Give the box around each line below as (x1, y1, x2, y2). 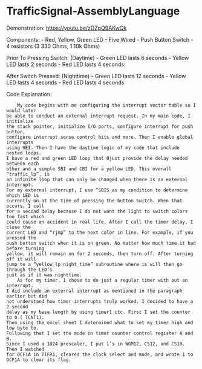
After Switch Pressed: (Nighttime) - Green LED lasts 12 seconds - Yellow (6, 72, 186, 79)
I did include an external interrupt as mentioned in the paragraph (6, 288, 183, 294)
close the (6, 224, 31, 230)
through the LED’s (6, 267, 53, 273)
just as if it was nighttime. (6, 271, 83, 278)
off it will (6, 256, 36, 262)
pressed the (6, 234, 36, 241)
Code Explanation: (6, 90, 52, 98)
